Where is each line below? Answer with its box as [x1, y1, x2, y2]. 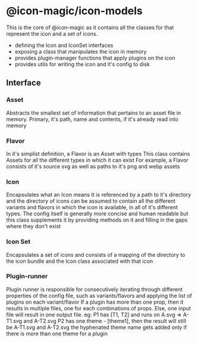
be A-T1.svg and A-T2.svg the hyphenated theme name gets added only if [6, 323, 187, 331]
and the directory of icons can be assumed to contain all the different [6, 197, 176, 204]
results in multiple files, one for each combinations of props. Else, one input [6, 304, 191, 311]
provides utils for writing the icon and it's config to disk [14, 61, 150, 68]
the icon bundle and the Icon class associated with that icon [6, 257, 153, 265]
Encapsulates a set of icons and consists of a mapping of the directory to [6, 251, 186, 258]
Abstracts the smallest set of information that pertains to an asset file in [6, 109, 181, 117]
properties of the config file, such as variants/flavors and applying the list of [6, 292, 192, 299]
